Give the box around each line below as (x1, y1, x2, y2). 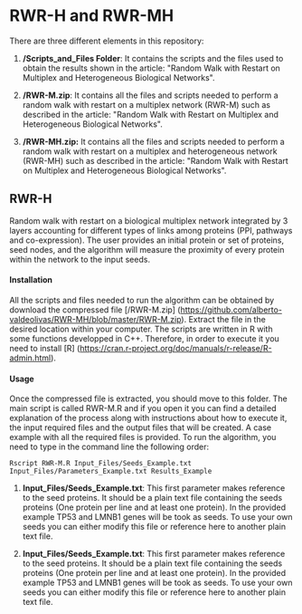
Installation (9, 274, 52, 285)
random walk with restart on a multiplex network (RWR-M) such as (22, 99, 271, 110)
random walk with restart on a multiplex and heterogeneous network (22, 146, 278, 157)
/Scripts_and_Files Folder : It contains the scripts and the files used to (22, 53, 284, 63)
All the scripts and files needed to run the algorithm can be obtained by (9, 294, 275, 305)
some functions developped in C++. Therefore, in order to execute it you (9, 332, 280, 344)
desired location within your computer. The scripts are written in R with (9, 323, 273, 334)
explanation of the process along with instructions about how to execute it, (9, 413, 288, 424)
